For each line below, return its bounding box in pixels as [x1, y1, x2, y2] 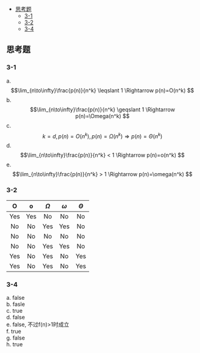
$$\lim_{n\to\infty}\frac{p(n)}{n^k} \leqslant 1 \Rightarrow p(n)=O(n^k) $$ [10, 86, 195, 94]
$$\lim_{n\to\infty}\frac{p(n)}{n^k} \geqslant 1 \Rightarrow [29, 106, 176, 113]
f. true [6, 327, 21, 335]
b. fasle [6, 300, 26, 308]
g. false [6, 334, 26, 341]
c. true [6, 307, 23, 314]
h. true [6, 340, 23, 347]
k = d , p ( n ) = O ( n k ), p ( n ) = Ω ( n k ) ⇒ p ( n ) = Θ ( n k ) [42, 131, 163, 139]
